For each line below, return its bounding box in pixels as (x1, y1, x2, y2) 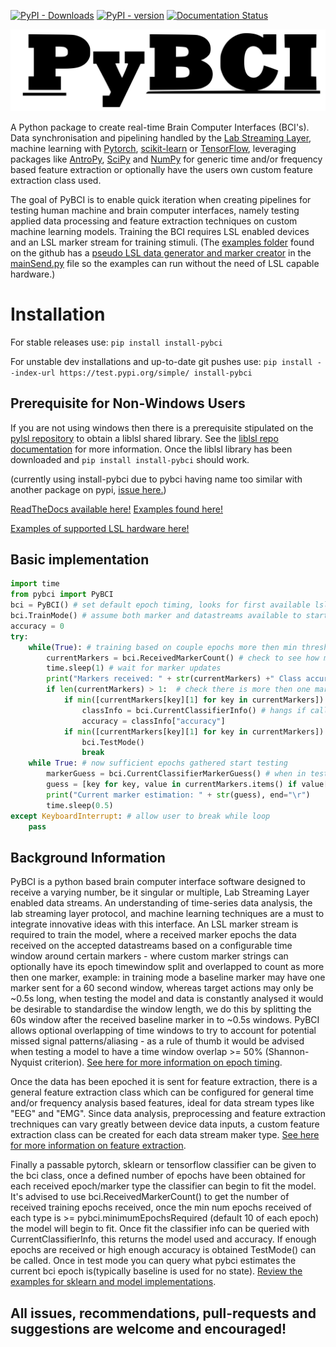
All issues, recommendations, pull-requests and (10, 1305, 317, 1322)
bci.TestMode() (81, 737, 145, 747)
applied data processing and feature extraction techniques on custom (10, 215, 298, 227)
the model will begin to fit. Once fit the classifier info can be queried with (10, 1223, 310, 1235)
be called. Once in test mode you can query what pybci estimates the (10, 1255, 297, 1267)
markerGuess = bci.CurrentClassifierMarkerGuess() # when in (46, 769, 307, 779)
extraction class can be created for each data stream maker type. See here (10, 1129, 320, 1141)
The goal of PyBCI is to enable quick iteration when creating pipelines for (10, 193, 312, 205)
